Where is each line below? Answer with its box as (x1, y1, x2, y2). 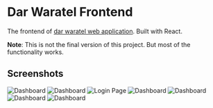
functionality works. (7, 48, 64, 56)
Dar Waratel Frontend (7, 4, 133, 20)
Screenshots (7, 68, 64, 80)
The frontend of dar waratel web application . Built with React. (7, 27, 182, 35)
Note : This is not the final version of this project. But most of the (7, 40, 191, 48)
